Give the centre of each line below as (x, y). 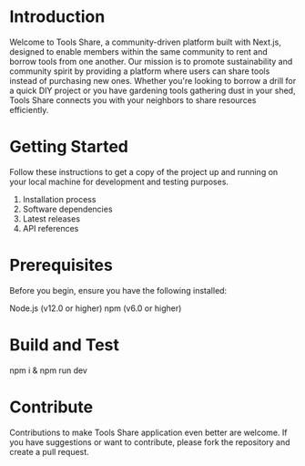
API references (51, 228)
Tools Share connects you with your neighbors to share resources (133, 100)
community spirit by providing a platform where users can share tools (140, 71)
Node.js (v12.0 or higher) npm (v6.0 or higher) (96, 308)
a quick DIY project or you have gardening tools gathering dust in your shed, (152, 90)
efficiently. (29, 109)
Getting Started (69, 147)
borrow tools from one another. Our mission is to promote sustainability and (151, 61)
